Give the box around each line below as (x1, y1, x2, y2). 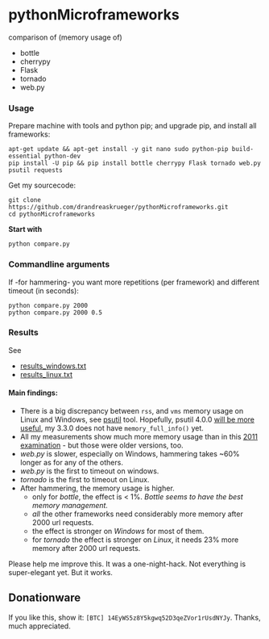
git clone (8, 196, 42, 204)
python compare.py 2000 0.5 (8, 309, 103, 317)
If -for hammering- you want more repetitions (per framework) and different (8, 277, 260, 287)
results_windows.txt (19, 361, 87, 371)
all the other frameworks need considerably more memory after (31, 509, 243, 519)
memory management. (31, 501, 109, 511)
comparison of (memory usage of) (8, 32, 122, 42)
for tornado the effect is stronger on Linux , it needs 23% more (31, 535, 239, 544)
